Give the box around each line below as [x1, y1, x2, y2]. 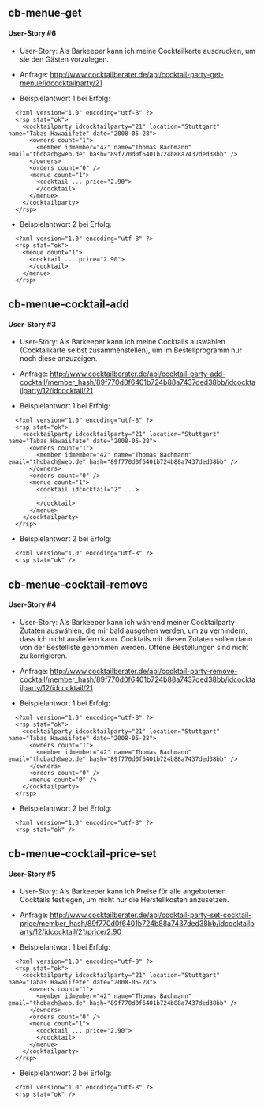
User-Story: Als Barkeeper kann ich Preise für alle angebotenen [19, 886, 226, 896]
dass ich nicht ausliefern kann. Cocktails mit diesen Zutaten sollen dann [19, 634, 253, 643]
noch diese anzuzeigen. [19, 354, 98, 363]
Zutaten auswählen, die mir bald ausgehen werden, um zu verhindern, [19, 626, 247, 635]
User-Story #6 [8, 28, 57, 38]
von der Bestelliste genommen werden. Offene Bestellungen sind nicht [19, 642, 249, 652]
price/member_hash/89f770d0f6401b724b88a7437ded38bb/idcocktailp [19, 919, 255, 928]
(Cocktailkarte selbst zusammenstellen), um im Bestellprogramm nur [19, 345, 243, 355]
